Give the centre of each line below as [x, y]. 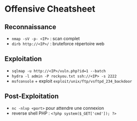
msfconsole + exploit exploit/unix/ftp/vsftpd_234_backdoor [72, 81]
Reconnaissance [30, 27]
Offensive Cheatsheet [50, 9]
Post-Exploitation [32, 96]
